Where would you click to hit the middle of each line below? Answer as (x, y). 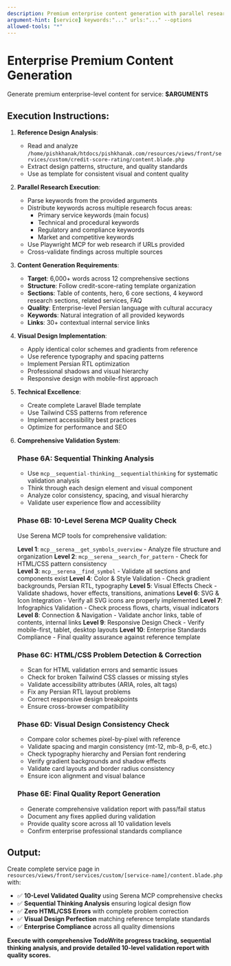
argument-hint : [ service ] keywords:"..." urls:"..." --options (100, 20)
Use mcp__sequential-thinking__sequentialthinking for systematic (123, 474)
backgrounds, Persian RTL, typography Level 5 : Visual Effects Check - (117, 585)
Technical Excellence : (49, 392)
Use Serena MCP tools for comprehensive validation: (92, 536)
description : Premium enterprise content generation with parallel (106, 13)
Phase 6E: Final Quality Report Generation (89, 794)
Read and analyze (53, 146)
